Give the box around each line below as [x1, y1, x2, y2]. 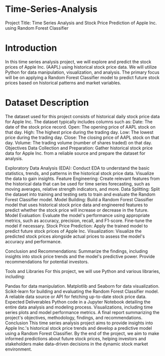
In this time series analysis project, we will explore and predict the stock [5, 58, 152, 65]
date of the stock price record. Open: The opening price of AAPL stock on [5, 124, 156, 130]
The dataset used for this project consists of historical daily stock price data [5, 113, 160, 119]
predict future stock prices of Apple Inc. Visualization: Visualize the [5, 228, 142, 234]
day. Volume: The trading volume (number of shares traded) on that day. [5, 139, 152, 145]
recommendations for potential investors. [5, 259, 89, 265]
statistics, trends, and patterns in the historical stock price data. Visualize [5, 170, 154, 176]
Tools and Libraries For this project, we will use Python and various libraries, [5, 268, 161, 274]
